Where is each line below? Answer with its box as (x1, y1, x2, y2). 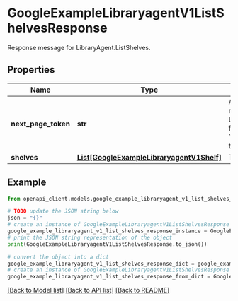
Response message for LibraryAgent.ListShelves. (7, 43, 151, 52)
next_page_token (11, 119, 71, 129)
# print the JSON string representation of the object (7, 234, 173, 241)
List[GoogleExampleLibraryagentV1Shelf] (76, 152, 222, 162)
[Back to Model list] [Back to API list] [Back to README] (7, 286, 170, 295)
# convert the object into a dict (7, 253, 110, 261)
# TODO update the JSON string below (7, 208, 119, 215)
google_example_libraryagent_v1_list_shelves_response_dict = (7, 260, 195, 267)
